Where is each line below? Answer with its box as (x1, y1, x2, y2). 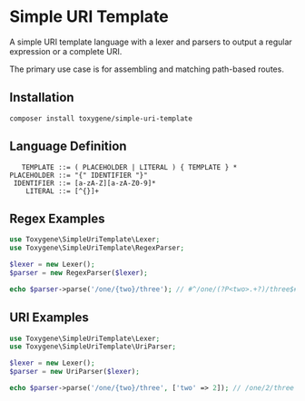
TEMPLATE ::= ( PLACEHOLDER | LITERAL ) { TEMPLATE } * (21, 162, 238, 171)
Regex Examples (9, 210, 106, 226)
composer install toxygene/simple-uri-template (9, 113, 193, 123)
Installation (9, 90, 74, 105)
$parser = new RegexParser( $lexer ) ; (9, 269, 148, 278)
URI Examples (9, 310, 89, 326)
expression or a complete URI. (9, 45, 123, 56)
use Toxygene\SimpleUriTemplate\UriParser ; (9, 342, 177, 351)
